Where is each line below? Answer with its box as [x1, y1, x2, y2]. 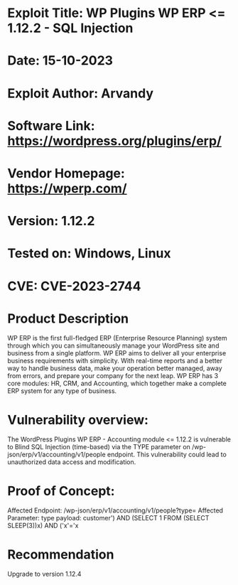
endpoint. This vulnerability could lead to [107, 450, 227, 459]
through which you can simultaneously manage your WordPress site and [7, 341, 220, 350]
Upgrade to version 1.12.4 [7, 570, 82, 579]
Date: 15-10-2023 [7, 53, 114, 69]
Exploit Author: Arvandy [7, 85, 154, 101]
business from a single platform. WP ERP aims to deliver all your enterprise [7, 349, 227, 358]
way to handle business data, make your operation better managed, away [7, 364, 222, 372]
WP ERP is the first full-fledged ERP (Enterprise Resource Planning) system [7, 334, 227, 343]
